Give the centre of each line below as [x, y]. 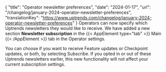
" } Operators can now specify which [110, 23]
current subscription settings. [35, 64]
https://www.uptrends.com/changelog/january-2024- [97, 18]
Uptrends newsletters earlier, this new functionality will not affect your [77, 59]
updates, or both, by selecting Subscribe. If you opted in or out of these [78, 54]
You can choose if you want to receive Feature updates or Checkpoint [77, 48]
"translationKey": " [24, 18]
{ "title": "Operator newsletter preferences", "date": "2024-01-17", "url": [78, 7]
